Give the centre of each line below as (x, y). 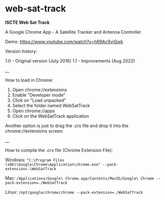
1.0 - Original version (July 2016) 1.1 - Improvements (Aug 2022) (70, 61)
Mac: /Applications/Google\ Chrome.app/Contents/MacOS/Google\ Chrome (80, 178)
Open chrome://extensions (40, 89)
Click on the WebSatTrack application (51, 116)
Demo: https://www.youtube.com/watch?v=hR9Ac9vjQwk (64, 41)
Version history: (21, 51)
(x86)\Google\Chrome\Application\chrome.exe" (53, 164)
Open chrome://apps (34, 111)
